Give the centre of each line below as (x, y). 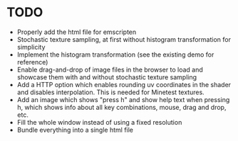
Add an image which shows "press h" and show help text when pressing (123, 99)
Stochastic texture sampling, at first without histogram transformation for (124, 39)
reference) (32, 62)
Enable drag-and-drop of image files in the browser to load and (110, 69)
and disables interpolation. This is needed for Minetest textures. (110, 92)
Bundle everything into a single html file (75, 130)
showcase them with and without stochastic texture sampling (107, 77)
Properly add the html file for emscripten (77, 32)
